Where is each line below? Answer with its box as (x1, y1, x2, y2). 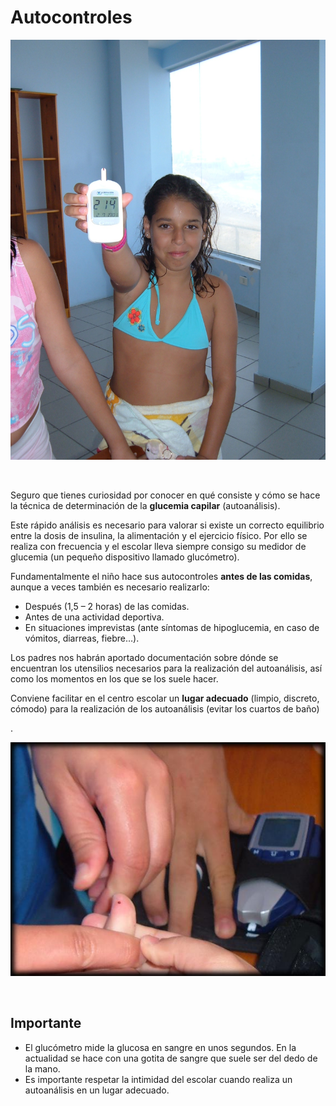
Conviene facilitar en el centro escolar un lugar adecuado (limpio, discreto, (10, 692, 320, 704)
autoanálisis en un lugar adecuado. (24, 1084, 170, 1096)
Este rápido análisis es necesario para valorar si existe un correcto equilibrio (10, 519, 325, 531)
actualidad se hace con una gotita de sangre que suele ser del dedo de (24, 1052, 318, 1064)
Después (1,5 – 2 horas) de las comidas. (24, 600, 190, 612)
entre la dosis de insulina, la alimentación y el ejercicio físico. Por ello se (10, 529, 308, 541)
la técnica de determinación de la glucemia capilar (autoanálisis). (10, 499, 281, 511)
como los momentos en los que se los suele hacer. (10, 672, 219, 685)
